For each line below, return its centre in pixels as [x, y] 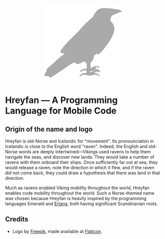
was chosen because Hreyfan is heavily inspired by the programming [76, 198]
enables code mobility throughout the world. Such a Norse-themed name [80, 193]
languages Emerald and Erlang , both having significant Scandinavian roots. [82, 204]
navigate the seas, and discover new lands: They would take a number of [80, 157]
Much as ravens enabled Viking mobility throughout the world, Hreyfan [77, 188]
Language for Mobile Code [61, 111]
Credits [17, 219]
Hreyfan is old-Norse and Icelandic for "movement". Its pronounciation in [80, 141]
